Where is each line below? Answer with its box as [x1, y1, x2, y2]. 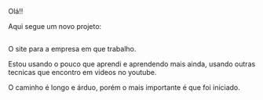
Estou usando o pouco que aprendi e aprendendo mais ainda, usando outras [8, 59, 256, 69]
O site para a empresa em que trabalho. [8, 45, 137, 54]
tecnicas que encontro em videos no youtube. [8, 68, 157, 77]
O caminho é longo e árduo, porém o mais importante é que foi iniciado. [8, 83, 241, 92]
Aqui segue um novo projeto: [8, 22, 102, 30]
